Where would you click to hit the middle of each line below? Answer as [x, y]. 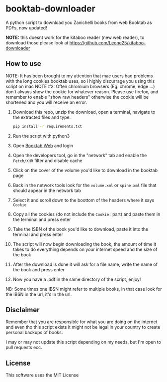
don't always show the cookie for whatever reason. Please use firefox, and [82, 92]
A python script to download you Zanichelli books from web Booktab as [79, 22]
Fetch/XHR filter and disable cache [47, 161]
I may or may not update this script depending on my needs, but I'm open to [83, 342]
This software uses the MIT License [42, 375]
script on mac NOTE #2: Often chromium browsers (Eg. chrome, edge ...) [80, 86]
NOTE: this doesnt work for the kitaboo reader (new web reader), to [75, 37]
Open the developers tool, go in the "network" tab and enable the [80, 155]
